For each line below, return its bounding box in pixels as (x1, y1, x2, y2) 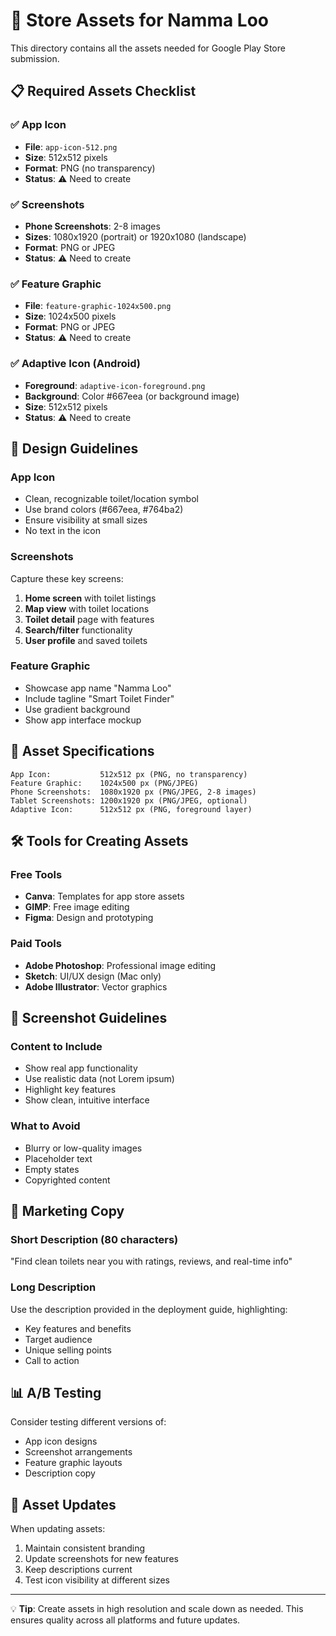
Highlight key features (24, 1084, 117, 1096)
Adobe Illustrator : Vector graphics (24, 980, 168, 993)
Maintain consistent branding (24, 1542, 146, 1554)
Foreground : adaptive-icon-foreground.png (24, 379, 206, 391)
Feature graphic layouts (24, 1457, 123, 1469)
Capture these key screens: (10, 572, 124, 584)
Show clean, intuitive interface (24, 1094, 150, 1106)
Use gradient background (24, 703, 131, 715)
